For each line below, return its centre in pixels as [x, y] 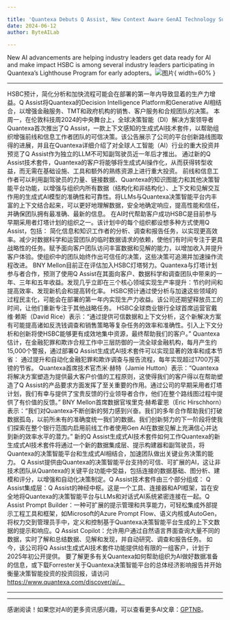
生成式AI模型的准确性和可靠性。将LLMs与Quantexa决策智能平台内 [118, 197]
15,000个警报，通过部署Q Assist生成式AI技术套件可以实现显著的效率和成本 [112, 351]
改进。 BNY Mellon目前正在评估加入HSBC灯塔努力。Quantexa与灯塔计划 [115, 265]
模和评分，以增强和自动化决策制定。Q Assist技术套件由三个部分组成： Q [109, 480]
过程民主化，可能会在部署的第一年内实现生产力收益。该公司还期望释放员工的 [115, 299]
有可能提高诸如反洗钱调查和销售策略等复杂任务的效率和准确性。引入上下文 [112, 325]
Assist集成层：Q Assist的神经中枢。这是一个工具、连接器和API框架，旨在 [110, 488]
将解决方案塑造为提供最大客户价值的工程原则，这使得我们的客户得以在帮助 [112, 377]
